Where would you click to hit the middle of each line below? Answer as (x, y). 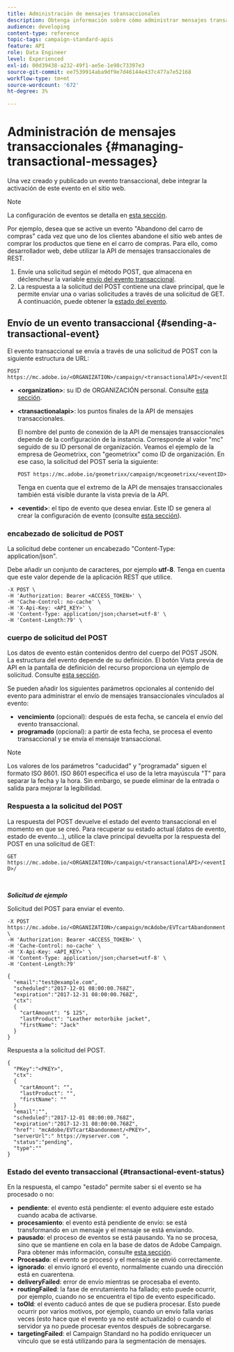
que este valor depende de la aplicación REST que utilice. (90, 577)
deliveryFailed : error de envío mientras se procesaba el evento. (109, 1282)
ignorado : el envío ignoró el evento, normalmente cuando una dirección (120, 1267)
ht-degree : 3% (28, 91)
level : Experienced (36, 59)
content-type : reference (43, 33)
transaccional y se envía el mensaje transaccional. (89, 739)
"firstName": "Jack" (49, 1025)
